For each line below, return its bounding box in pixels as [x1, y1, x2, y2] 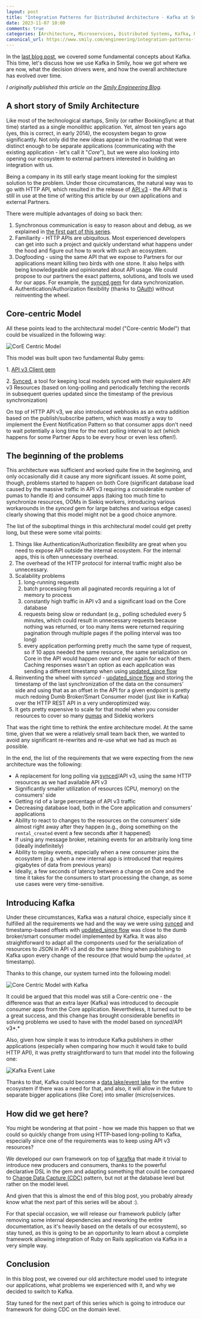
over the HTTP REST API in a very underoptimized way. [14, 699, 151, 706]
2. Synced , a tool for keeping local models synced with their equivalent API [6, 377, 191, 385]
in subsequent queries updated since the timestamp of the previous [6, 390, 173, 397]
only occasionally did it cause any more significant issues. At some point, [6, 473, 187, 480]
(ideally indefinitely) [14, 842, 64, 849]
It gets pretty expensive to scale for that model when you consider [14, 706, 179, 713]
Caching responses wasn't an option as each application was [23, 662, 175, 669]
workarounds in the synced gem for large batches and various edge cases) [6, 505, 191, 512]
